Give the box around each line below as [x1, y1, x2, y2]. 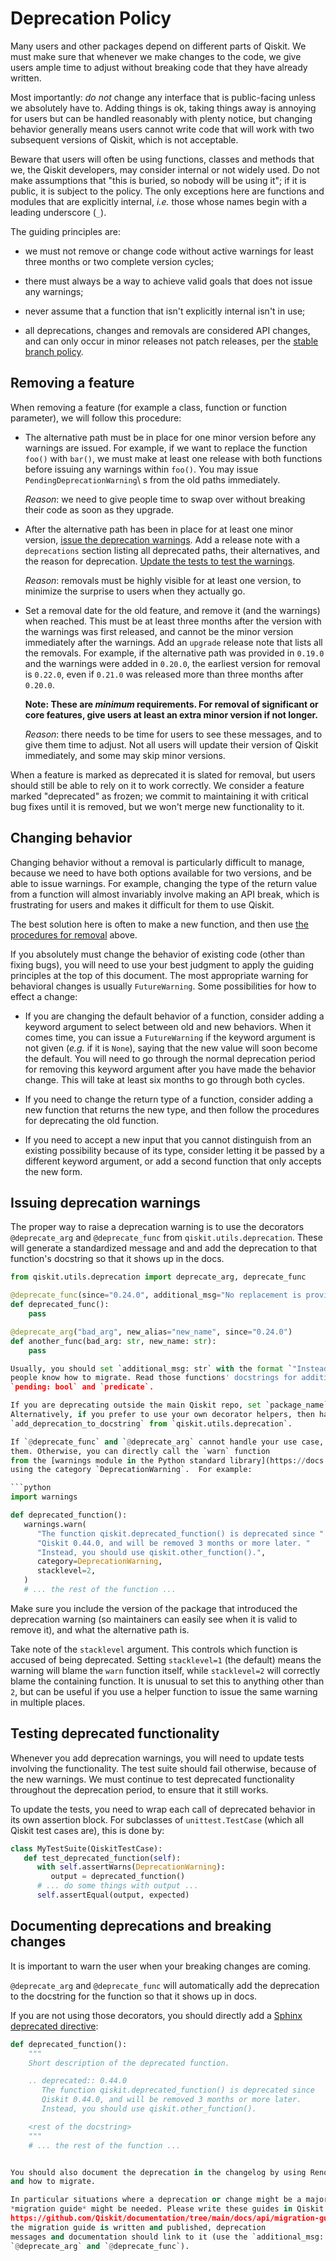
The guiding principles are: [10, 225, 122, 237]
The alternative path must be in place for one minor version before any [24, 431, 317, 443]
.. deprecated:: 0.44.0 [28, 2076, 128, 2086]
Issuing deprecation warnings [10, 1194, 201, 1211]
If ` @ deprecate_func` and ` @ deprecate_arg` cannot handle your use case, [10, 1437, 325, 1447]
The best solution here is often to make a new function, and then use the [10, 918, 310, 930]
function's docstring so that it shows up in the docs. [10, 1253, 225, 1265]
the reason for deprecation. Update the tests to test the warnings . [24, 555, 296, 567]
